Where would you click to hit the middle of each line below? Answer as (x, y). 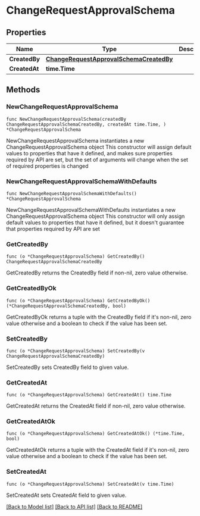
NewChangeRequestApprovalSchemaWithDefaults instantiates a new (91, 209)
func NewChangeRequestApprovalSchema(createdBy (66, 119)
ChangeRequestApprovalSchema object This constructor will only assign (96, 216)
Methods (23, 90)
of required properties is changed (47, 166)
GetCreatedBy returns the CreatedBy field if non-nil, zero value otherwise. (97, 273)
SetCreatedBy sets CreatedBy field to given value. (68, 367)
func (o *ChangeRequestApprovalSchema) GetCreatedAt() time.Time (89, 395)
